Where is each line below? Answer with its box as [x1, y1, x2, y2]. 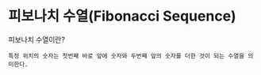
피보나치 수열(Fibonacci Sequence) [8, 7, 236, 25]
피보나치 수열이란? [8, 35, 66, 44]
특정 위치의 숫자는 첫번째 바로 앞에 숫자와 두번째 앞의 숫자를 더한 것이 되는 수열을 [8, 52, 244, 60]
